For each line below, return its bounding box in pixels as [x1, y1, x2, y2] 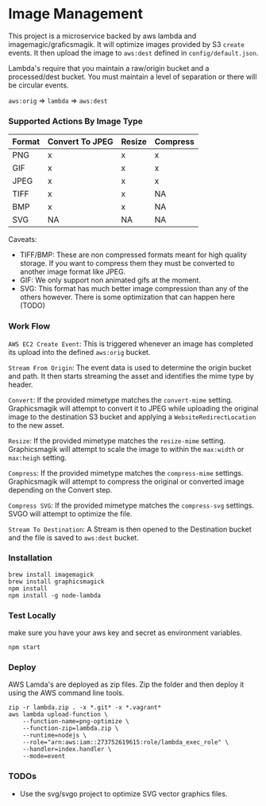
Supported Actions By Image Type [8, 115, 143, 127]
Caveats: [8, 235, 37, 244]
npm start [8, 644, 41, 652]
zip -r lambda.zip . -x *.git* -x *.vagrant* [8, 703, 161, 712]
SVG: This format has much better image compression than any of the [19, 284, 249, 294]
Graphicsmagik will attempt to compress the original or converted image [8, 477, 245, 486]
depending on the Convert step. [8, 485, 113, 494]
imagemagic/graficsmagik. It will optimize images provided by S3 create [8, 39, 245, 49]
